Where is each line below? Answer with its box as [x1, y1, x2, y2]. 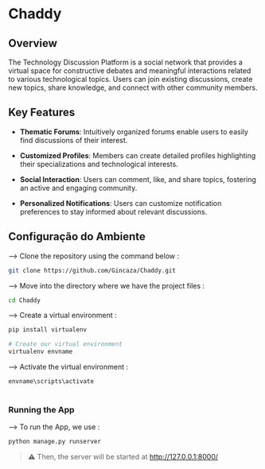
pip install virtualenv [8, 326, 88, 334]
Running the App [8, 405, 75, 416]
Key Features [8, 106, 76, 119]
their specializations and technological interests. [19, 159, 179, 169]
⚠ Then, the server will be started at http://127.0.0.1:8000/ [27, 452, 219, 462]
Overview [8, 37, 58, 50]
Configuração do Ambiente [8, 230, 146, 243]
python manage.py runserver [8, 438, 102, 446]
